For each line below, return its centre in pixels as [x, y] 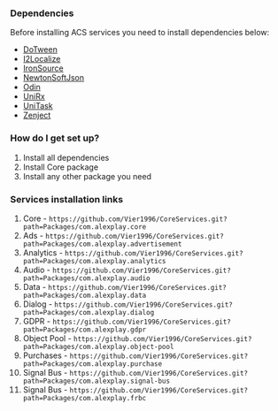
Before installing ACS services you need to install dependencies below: [140, 33]
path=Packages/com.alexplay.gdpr [85, 330]
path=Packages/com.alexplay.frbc [85, 398]
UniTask [38, 106]
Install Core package [61, 167]
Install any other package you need [87, 176]
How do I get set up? [55, 138]
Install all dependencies [66, 157]
